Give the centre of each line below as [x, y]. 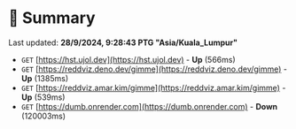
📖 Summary [52, 18]
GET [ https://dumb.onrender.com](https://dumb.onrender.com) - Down [149, 106]
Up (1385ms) [44, 78]
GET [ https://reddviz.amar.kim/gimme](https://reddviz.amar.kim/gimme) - [153, 87]
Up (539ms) [43, 97]
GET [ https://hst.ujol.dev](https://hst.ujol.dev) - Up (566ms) [128, 59]
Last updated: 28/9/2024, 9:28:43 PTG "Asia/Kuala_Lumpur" [123, 42]
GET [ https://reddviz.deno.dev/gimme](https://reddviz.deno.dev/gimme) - [154, 69]
